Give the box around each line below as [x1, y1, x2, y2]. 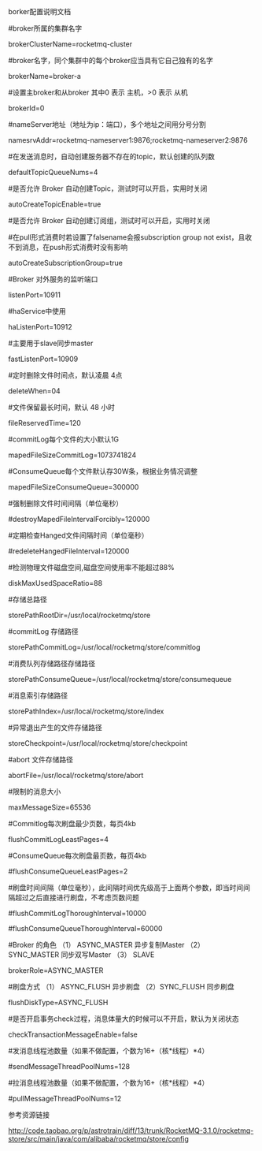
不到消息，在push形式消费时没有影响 [8, 243, 128, 251]
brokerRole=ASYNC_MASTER [8, 966, 104, 975]
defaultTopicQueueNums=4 [8, 168, 98, 177]
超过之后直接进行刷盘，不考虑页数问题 [14, 893, 139, 902]
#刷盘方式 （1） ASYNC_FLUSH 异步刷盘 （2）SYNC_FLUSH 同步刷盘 [8, 982, 234, 991]
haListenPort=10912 [8, 322, 72, 331]
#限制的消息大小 [8, 787, 61, 796]
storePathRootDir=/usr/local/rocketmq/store [8, 610, 151, 620]
